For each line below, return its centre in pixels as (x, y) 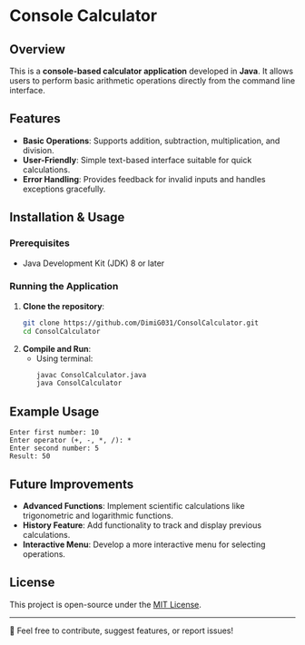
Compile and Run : (57, 348)
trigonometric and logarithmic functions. (98, 515)
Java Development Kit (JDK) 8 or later (93, 263)
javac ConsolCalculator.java (91, 375)
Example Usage (54, 411)
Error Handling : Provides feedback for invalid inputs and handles (144, 179)
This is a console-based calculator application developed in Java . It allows (151, 71)
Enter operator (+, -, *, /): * (70, 441)
